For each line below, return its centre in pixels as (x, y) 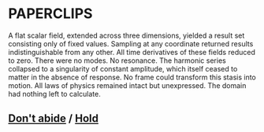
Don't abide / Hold (53, 119)
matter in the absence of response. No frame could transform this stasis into (132, 77)
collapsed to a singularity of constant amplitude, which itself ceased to (123, 68)
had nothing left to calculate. (54, 93)
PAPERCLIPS (50, 14)
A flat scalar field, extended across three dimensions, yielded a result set (126, 35)
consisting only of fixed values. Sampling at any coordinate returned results (131, 43)
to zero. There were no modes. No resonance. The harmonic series (117, 60)
